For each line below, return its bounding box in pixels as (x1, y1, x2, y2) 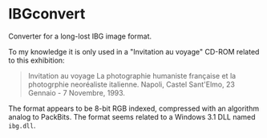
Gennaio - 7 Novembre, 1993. (27, 87, 126, 97)
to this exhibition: (8, 55, 66, 65)
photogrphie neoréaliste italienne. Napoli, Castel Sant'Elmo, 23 (27, 79, 235, 89)
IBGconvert (8, 5, 86, 23)
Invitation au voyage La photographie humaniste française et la (27, 71, 237, 80)
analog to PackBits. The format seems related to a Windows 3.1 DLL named (8, 112, 256, 121)
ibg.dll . (8, 120, 36, 130)
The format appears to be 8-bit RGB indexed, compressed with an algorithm (8, 103, 259, 113)
